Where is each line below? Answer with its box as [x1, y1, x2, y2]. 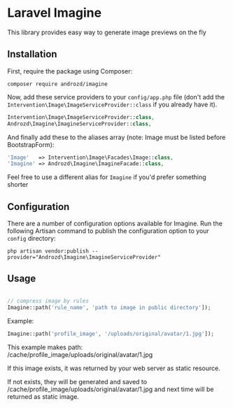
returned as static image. [7, 392, 79, 400]
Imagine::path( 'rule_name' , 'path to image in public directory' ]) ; [7, 304, 211, 311]
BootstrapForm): [7, 140, 55, 148]
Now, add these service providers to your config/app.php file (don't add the [7, 92, 225, 101]
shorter [7, 181, 29, 189]
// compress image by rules [7, 297, 90, 304]
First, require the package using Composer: [7, 66, 133, 75]
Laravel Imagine [7, 5, 102, 21]
